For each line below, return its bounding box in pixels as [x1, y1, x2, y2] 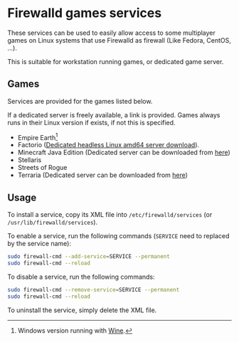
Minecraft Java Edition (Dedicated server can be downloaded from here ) [17, 148, 231, 157]
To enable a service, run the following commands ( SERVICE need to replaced [7, 232, 230, 240]
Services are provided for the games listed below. [7, 97, 153, 105]
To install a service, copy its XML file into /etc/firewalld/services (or [7, 210, 213, 219]
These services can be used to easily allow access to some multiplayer [7, 28, 216, 37]
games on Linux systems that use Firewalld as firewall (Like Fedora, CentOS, [7, 36, 231, 44]
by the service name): [7, 240, 72, 248]
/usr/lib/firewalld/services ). [7, 218, 98, 227]
